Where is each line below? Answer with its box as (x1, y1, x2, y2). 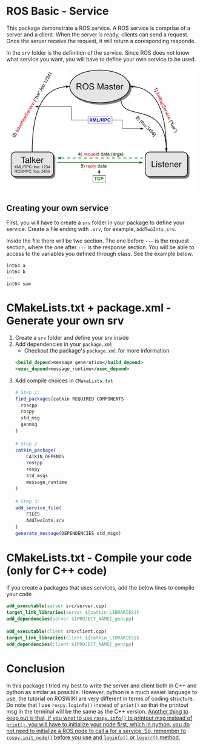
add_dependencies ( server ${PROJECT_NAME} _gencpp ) (6, 616, 135, 622)
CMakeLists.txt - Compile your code (6, 551, 192, 565)
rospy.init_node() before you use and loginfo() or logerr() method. (6, 734, 181, 741)
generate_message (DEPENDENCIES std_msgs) (15, 531, 121, 537)
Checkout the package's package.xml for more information (24, 347, 170, 354)
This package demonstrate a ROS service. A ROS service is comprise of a (6, 24, 191, 32)
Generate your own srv (6, 314, 124, 328)
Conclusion (6, 662, 65, 676)
